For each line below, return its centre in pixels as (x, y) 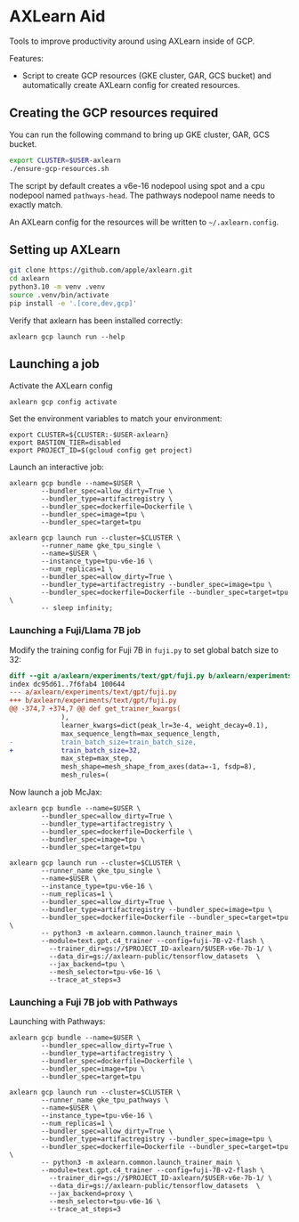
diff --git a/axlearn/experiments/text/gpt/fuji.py (107, 676)
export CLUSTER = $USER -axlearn (65, 160)
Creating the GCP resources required (114, 113)
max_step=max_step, (97, 759)
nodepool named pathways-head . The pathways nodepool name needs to (142, 195)
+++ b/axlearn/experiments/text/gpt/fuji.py (93, 701)
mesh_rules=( (85, 775)
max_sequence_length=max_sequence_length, (141, 733)
